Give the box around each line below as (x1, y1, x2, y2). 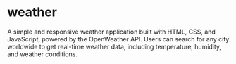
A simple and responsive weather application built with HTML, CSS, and (7, 27, 216, 36)
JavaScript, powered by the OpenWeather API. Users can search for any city (7, 34, 230, 43)
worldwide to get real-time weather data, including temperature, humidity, (7, 42, 222, 51)
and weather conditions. (7, 50, 77, 58)
